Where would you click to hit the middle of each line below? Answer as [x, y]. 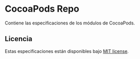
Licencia [19, 39]
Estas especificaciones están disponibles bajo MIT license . [67, 51]
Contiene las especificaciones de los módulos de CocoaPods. [70, 23]
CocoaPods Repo [42, 9]
